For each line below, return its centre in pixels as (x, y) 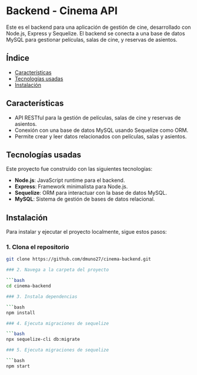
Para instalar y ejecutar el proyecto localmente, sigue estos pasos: (86, 232)
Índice (18, 58)
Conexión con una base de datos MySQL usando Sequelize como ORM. (101, 130)
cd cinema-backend (29, 286)
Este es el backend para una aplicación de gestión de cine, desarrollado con (98, 27)
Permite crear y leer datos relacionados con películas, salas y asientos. (101, 136)
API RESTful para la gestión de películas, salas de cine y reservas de (98, 117)
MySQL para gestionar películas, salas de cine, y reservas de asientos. (92, 39)
